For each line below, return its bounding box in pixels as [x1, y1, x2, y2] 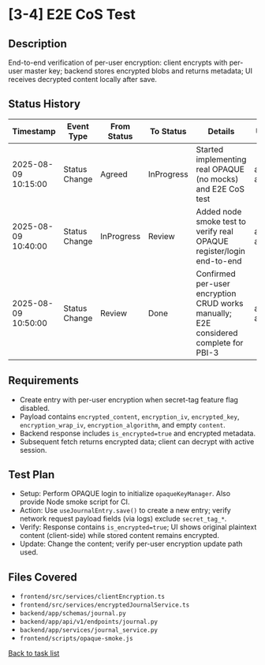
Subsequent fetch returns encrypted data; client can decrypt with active [19, 436, 255, 446]
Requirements [8, 374, 79, 387]
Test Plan [8, 468, 55, 482]
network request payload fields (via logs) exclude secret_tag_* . [19, 514, 227, 524]
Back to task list [8, 648, 60, 658]
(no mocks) [196, 174, 239, 185]
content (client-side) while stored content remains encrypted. [19, 531, 219, 540]
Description [8, 37, 67, 50]
